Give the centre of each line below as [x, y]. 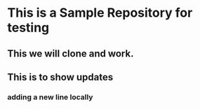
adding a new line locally [50, 97]
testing [28, 28]
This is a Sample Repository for [100, 13]
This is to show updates [60, 77]
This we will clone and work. [71, 53]
